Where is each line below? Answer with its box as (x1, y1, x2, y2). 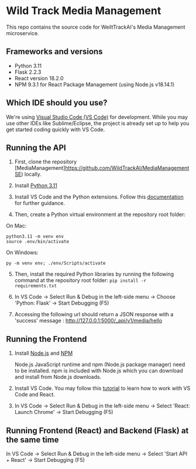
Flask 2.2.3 (14, 69, 42, 76)
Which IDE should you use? (6, 98, 108, 108)
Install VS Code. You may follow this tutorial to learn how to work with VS (14, 385, 191, 392)
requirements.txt (14, 283, 57, 289)
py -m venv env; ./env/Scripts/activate (6, 261, 106, 266)
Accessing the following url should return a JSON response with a (14, 311, 174, 318)
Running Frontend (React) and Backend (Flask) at (6, 426, 189, 436)
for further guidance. (14, 200, 66, 207)
